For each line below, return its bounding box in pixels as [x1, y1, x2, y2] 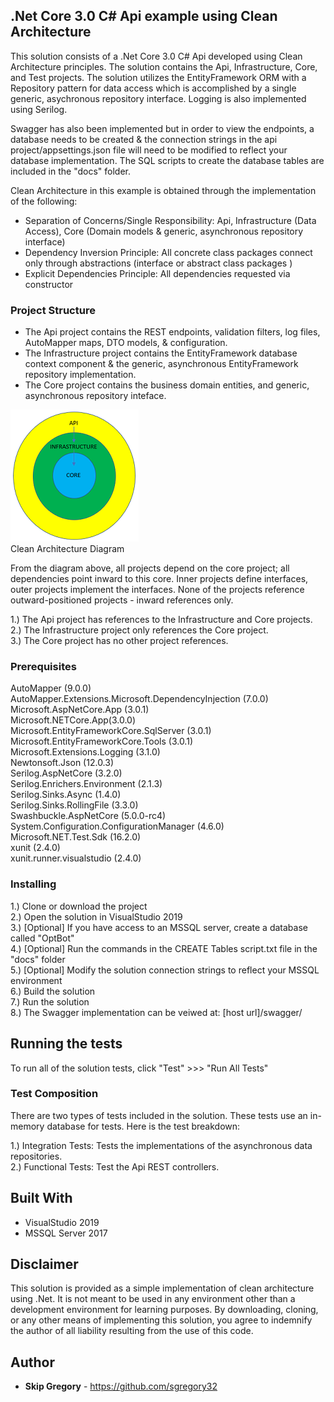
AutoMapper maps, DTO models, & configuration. [24, 337, 228, 349]
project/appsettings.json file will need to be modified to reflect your [10, 144, 288, 156]
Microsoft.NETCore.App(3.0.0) [10, 714, 137, 726]
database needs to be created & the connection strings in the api [10, 133, 278, 145]
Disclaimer [10, 1256, 79, 1273]
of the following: [10, 195, 78, 207]
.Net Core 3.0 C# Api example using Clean [10, 8, 278, 25]
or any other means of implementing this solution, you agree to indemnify [10, 1314, 313, 1326]
